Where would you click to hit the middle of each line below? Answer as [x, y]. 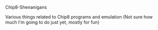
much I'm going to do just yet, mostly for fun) [52, 22]
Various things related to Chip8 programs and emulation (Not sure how [79, 17]
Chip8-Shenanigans [26, 7]
